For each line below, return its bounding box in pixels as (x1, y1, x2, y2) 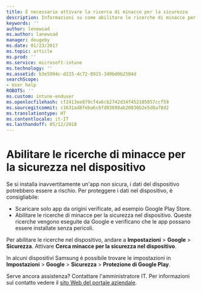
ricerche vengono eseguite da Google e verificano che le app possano (15, 218, 191, 225)
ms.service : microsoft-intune (6, 59, 83, 65)
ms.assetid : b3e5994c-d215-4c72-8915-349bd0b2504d (6, 71, 137, 77)
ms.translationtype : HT (6, 110, 67, 116)
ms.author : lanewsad (6, 32, 59, 38)
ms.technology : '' (6, 65, 53, 71)
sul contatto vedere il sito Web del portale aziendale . (6, 279, 137, 287)
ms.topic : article (6, 48, 53, 55)
